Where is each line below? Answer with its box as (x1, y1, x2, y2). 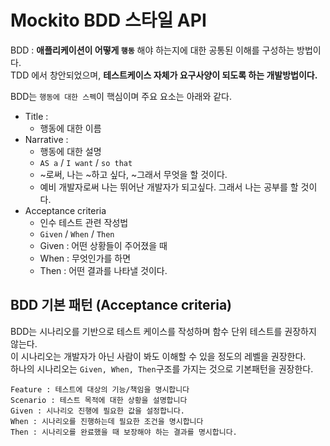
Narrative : (24, 133, 69, 145)
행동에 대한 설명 (39, 145, 102, 157)
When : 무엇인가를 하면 (39, 252, 132, 264)
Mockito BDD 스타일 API (10, 9, 207, 32)
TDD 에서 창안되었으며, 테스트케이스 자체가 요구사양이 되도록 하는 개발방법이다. (10, 69, 318, 81)
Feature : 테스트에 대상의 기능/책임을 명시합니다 (10, 384, 190, 395)
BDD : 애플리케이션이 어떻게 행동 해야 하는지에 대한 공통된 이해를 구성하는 (10, 44, 295, 56)
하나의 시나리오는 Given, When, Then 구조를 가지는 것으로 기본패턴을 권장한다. (10, 362, 314, 375)
